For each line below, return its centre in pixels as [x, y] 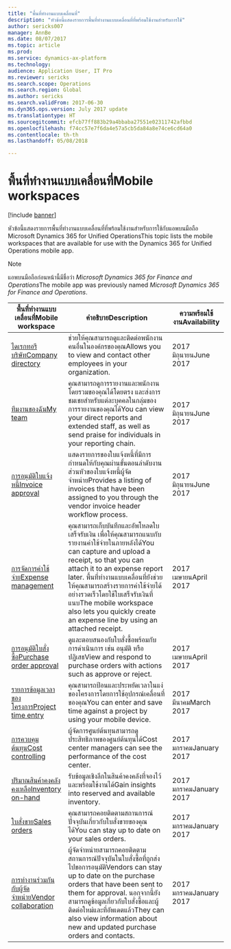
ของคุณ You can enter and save [115, 703]
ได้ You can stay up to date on [114, 830]
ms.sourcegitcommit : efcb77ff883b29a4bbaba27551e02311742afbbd [100, 122]
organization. [89, 373]
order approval [35, 666]
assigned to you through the [113, 497]
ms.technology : [29, 65]
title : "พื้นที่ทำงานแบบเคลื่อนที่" [44, 13]
